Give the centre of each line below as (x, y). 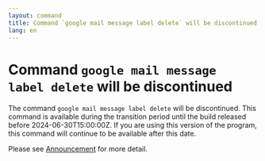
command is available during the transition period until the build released (127, 117)
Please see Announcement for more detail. (78, 149)
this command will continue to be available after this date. (102, 134)
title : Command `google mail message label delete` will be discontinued (133, 23)
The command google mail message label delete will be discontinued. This (132, 109)
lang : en (23, 30)
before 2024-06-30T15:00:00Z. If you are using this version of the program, (133, 125)
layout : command (35, 15)
